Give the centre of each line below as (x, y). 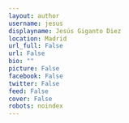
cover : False (30, 99)
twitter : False (34, 83)
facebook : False (36, 76)
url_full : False (36, 46)
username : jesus (36, 23)
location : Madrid (38, 38)
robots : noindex (36, 106)
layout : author (34, 16)
